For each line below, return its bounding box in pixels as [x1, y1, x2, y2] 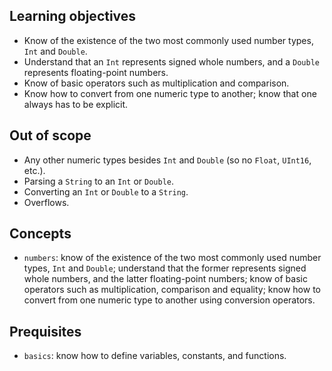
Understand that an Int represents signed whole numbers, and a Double [23, 55, 320, 68]
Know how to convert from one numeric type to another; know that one [23, 87, 317, 99]
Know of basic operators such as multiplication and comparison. [23, 77, 290, 89]
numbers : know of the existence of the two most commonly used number [23, 252, 322, 264]
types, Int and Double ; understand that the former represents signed [23, 262, 307, 274]
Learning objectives [9, 8, 137, 25]
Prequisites [9, 323, 82, 340]
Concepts [9, 225, 72, 243]
